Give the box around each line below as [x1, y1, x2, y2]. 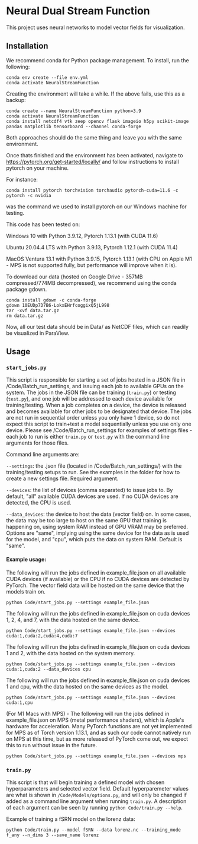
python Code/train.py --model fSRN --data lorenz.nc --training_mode [6, 827, 181, 833]
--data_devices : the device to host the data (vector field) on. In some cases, [6, 510, 191, 518]
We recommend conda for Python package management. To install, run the [6, 56, 189, 64]
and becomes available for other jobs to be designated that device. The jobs [6, 408, 192, 415]
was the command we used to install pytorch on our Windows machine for [6, 203, 187, 210]
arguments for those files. [6, 439, 69, 446]
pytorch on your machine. [6, 164, 69, 172]
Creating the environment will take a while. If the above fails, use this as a [6, 90, 185, 97]
